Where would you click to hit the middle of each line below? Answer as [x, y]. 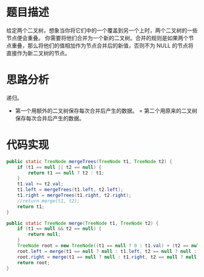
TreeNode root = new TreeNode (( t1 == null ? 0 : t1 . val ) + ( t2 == [103, 246]
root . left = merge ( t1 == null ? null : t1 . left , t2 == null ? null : [107, 251]
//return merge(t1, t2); [49, 201]
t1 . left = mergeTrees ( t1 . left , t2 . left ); [70, 190]
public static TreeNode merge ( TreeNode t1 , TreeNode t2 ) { [83, 223]
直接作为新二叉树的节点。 [38, 53]
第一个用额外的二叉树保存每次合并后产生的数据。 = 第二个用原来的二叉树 [106, 110]
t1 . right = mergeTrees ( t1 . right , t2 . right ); [74, 195]
